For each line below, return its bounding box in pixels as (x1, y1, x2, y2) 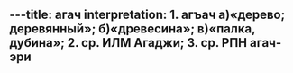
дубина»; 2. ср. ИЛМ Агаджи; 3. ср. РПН (9, 35, 248, 50)
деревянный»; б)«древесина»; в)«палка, (9, 22, 256, 37)
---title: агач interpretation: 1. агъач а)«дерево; (9, 7, 286, 23)
